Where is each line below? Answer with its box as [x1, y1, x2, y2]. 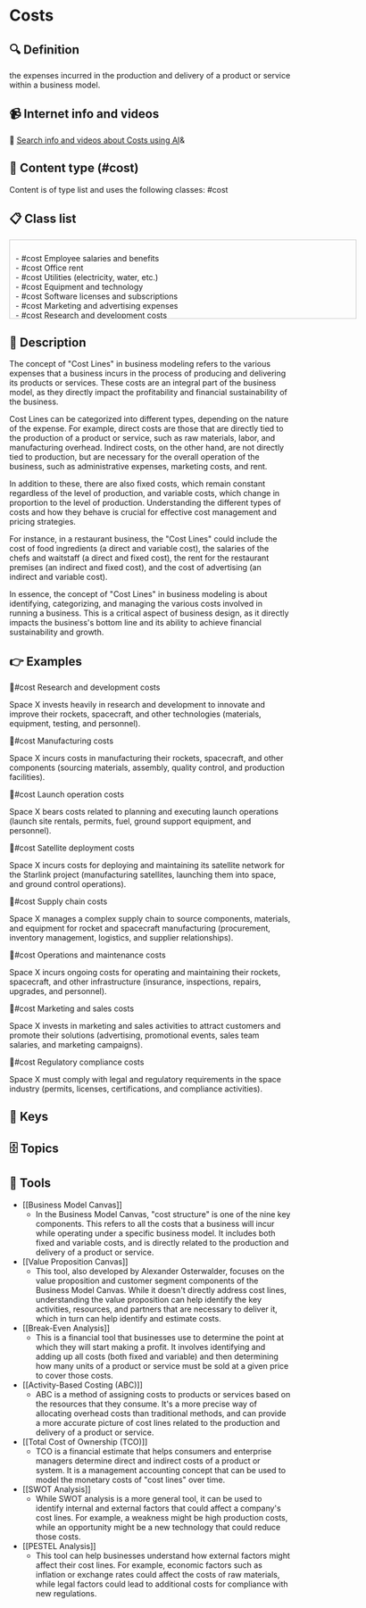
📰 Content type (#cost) [9, 161, 139, 176]
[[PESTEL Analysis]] [21, 1540, 96, 1551]
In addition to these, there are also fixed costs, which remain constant [9, 478, 266, 489]
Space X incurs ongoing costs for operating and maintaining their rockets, [9, 967, 281, 978]
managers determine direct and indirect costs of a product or [35, 1455, 261, 1466]
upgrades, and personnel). [9, 986, 107, 997]
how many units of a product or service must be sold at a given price [35, 1360, 289, 1371]
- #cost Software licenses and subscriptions [15, 291, 179, 302]
